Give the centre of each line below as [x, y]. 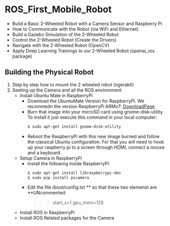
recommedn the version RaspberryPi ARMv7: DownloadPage [91, 106]
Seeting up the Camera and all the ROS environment [67, 90]
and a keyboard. [44, 152]
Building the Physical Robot [49, 72]
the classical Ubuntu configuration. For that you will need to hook [96, 142]
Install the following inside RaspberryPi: [69, 163]
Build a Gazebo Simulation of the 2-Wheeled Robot [65, 34]
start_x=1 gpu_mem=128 [78, 202]
